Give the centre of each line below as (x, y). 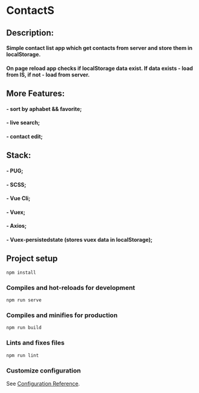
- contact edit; (25, 136)
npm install (21, 272)
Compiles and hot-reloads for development (71, 288)
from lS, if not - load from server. (48, 74)
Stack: (19, 155)
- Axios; (17, 226)
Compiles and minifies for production (62, 315)
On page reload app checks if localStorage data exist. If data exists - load (99, 68)
